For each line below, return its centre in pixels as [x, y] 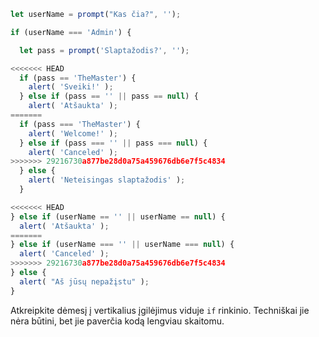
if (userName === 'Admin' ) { [71, 32]
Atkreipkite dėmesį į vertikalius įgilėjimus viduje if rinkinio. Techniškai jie [160, 310]
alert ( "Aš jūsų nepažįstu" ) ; [84, 281]
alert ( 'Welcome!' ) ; [73, 133]
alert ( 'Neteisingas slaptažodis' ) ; [107, 180]
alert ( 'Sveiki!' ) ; [71, 87]
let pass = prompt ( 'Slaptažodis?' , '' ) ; [104, 50]
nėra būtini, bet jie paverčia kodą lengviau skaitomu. [117, 321]
